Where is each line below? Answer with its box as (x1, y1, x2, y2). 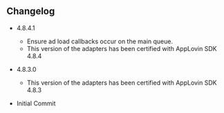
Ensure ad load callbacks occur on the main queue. (26, 37, 174, 45)
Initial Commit (16, 99, 56, 107)
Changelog (6, 6, 55, 17)
